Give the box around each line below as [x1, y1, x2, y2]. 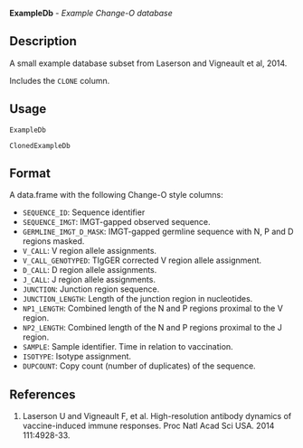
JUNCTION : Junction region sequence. [22, 284, 160, 294]
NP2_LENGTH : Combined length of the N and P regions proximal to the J [22, 322, 282, 333]
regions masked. [22, 236, 85, 247]
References [9, 387, 76, 402]
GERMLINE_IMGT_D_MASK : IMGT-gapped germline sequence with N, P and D [22, 226, 294, 238]
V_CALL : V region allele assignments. [22, 246, 156, 257]
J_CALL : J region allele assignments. [22, 275, 156, 285]
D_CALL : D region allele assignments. [22, 265, 157, 275]
